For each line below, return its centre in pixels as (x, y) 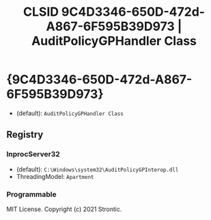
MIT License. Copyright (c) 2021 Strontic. (64, 209)
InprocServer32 (33, 154)
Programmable (32, 194)
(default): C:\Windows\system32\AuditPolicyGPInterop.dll (97, 169)
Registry (25, 135)
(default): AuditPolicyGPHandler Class (70, 113)
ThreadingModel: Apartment (55, 176)
